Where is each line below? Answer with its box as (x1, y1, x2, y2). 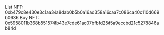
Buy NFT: (19, 15, 39, 20)
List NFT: (5, 4, 24, 10)
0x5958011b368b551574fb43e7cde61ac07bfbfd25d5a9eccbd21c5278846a (5, 20, 159, 26)
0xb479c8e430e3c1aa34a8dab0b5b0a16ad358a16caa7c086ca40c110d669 (5, 9, 160, 15)
